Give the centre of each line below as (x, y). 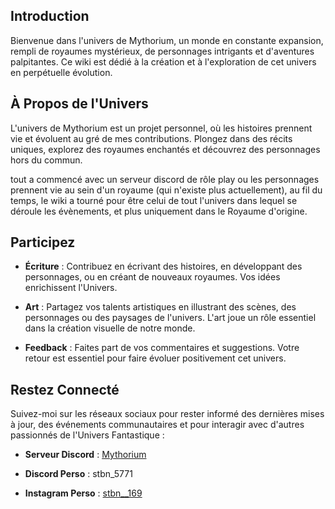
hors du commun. (46, 160)
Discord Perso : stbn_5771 (78, 474)
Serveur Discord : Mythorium (85, 455)
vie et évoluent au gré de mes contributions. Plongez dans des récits (151, 138)
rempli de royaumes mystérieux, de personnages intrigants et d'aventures (162, 51)
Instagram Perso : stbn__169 (83, 493)
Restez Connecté (65, 389)
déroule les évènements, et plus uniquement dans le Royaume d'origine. (159, 211)
